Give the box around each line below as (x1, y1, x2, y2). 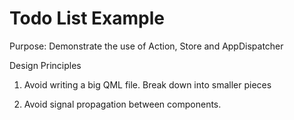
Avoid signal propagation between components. (23, 98, 222, 110)
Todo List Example (9, 7, 166, 30)
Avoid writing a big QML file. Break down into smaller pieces (23, 78, 272, 91)
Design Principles (9, 59, 82, 71)
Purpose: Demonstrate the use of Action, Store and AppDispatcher (9, 40, 284, 52)
